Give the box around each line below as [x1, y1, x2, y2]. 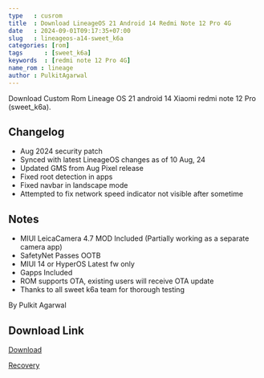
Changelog [8, 125, 65, 139]
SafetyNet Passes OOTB [19, 250, 101, 261]
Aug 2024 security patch [19, 146, 103, 156]
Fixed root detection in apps [19, 172, 113, 181]
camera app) [19, 242, 63, 252]
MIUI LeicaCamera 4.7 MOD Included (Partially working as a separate [19, 234, 250, 243]
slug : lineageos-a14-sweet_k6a [8, 34, 124, 43]
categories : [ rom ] [8, 42, 70, 50]
